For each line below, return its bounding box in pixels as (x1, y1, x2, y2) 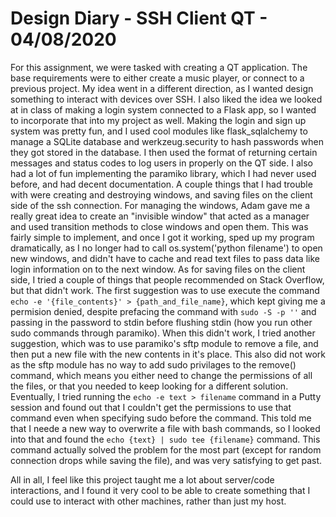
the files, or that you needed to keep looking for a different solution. (10, 380, 289, 392)
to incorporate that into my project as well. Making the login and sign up (10, 114, 307, 126)
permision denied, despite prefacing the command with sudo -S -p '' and (10, 305, 317, 317)
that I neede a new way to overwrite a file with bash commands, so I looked (10, 422, 321, 434)
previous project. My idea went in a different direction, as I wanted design (10, 82, 314, 94)
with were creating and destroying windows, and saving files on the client (10, 188, 313, 201)
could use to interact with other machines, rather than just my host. (10, 495, 287, 507)
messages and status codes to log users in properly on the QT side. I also (10, 157, 313, 169)
